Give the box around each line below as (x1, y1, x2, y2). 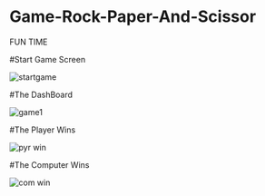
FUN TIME (9, 36, 48, 47)
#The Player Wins (9, 124, 76, 135)
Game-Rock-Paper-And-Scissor (9, 6, 257, 27)
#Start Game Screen (9, 54, 86, 64)
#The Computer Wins (9, 159, 90, 170)
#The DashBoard (9, 89, 74, 100)
